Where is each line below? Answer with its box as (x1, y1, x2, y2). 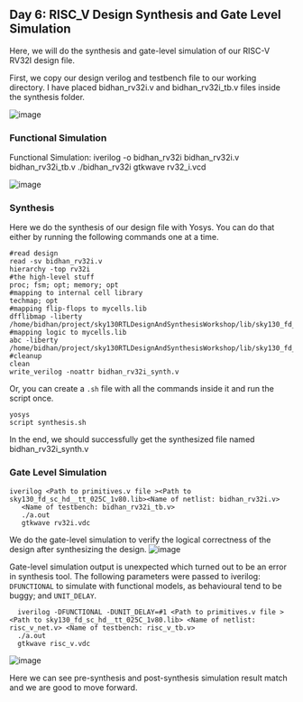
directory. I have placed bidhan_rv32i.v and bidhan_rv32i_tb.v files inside (9, 81, 281, 93)
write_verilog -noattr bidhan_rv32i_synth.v (9, 367, 179, 377)
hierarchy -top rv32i (9, 265, 91, 274)
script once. (9, 393, 54, 404)
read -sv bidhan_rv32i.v (9, 257, 103, 266)
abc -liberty (9, 336, 59, 346)
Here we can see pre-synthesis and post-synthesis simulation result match (9, 672, 289, 683)
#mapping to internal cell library (9, 289, 143, 298)
